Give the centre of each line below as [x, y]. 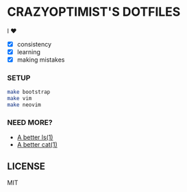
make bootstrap [29, 92]
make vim [20, 99]
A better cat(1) [37, 145]
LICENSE [26, 166]
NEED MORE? [30, 122]
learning [29, 52]
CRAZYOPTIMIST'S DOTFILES [94, 12]
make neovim [24, 105]
